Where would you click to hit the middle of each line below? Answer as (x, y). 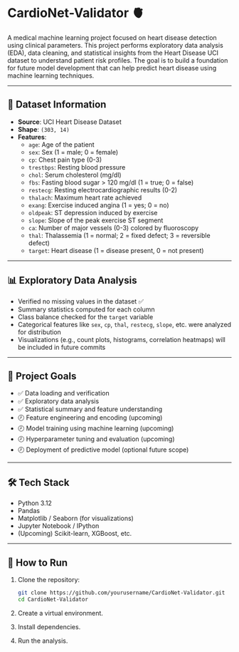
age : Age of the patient (61, 144)
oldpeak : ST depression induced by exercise (93, 212)
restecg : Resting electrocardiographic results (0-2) (103, 190)
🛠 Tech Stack (38, 482)
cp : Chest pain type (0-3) (65, 160)
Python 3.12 (34, 503)
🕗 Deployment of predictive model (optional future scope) (103, 450)
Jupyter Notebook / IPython (58, 526)
